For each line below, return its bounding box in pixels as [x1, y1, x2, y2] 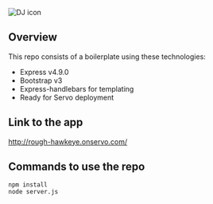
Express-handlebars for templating [19, 84, 134, 93]
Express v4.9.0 [19, 67, 69, 76]
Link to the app [8, 116, 83, 129]
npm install [8, 181, 48, 189]
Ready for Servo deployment [19, 92, 114, 102]
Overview [8, 30, 58, 44]
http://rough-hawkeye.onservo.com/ [8, 136, 128, 147]
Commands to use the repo [8, 160, 145, 174]
